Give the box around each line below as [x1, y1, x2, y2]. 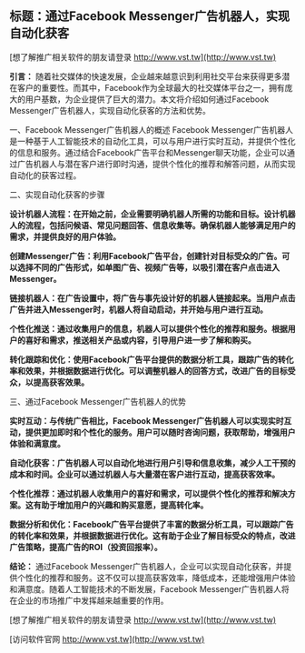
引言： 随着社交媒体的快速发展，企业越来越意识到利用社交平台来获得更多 [9, 71, 282, 82]
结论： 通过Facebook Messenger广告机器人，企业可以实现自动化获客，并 [9, 560, 284, 571]
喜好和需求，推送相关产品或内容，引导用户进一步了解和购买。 [25, 335, 256, 346]
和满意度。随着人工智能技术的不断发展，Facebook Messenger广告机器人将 [9, 583, 290, 594]
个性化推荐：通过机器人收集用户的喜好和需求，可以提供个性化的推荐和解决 [9, 487, 288, 498]
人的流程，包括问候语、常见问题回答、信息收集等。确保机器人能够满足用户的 [9, 219, 296, 230]
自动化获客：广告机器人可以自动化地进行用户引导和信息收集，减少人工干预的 [9, 457, 296, 468]
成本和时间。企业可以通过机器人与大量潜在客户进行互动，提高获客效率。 [9, 468, 280, 479]
